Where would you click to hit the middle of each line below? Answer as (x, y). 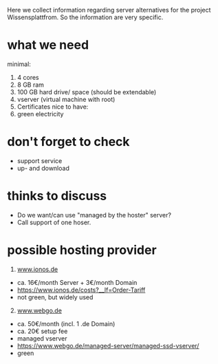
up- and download (43, 168)
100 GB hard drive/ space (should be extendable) (87, 92)
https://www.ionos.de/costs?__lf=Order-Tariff (81, 290)
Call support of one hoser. (54, 222)
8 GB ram (31, 85)
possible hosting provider (82, 250)
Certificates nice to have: (53, 107)
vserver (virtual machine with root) (66, 99)
